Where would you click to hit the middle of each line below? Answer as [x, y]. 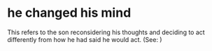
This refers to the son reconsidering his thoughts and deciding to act [106, 32]
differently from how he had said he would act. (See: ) [85, 39]
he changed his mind [69, 13]
